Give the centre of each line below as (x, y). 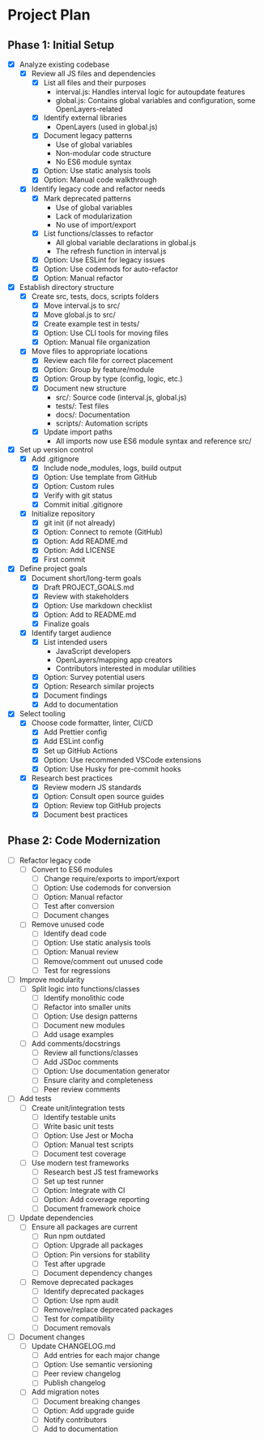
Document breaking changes (92, 1401)
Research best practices (72, 778)
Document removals (77, 1328)
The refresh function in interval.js (111, 251)
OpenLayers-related (89, 109)
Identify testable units (80, 1117)
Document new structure (85, 388)
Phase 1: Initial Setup (61, 45)
